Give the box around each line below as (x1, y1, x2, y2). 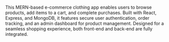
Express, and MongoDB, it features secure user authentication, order (5, 15, 150, 21)
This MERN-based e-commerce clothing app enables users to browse (5, 5, 152, 10)
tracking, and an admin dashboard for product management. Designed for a (5, 20, 164, 26)
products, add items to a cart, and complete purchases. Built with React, (5, 10, 157, 16)
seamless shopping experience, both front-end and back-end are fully (5, 26, 153, 32)
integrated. (5, 31, 29, 37)
